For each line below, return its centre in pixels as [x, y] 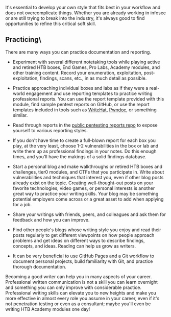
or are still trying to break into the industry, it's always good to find [75, 18]
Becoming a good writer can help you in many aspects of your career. [79, 276]
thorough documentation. [39, 266]
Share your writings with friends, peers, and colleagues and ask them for [89, 214]
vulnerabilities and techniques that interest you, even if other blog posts [88, 177]
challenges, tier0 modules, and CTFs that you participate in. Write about [88, 172]
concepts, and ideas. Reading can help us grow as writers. [74, 246]
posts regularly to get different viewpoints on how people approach [83, 235]
